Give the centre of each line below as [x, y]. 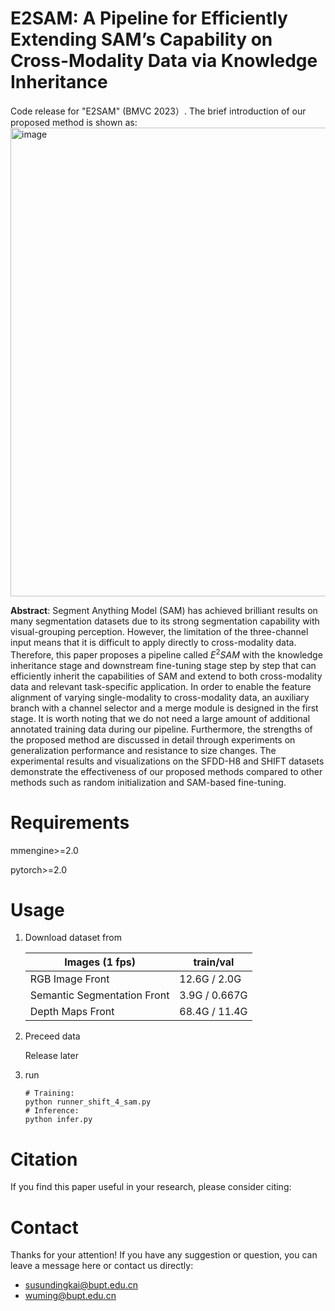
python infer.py [58, 1120]
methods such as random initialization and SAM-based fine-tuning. [148, 782]
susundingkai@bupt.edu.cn [81, 1285]
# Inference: [52, 1111]
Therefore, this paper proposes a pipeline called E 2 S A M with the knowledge [166, 654]
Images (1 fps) [100, 962]
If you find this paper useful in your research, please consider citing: [151, 1187]
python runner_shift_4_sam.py [88, 1102]
